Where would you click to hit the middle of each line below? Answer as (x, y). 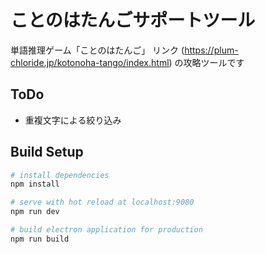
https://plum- (211, 50)
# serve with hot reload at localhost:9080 (102, 202)
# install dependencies (60, 175)
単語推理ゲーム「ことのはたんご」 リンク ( (97, 50)
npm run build (40, 239)
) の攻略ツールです (206, 62)
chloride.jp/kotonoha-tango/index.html (90, 62)
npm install (35, 184)
